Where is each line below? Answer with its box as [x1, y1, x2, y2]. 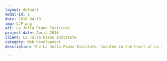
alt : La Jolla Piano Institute [5, 26, 70, 31]
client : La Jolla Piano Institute [5, 35, 77, 40]
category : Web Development [5, 40, 61, 45]
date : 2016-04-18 [5, 16, 41, 21]
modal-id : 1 [5, 12, 30, 17]
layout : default [5, 7, 39, 12]
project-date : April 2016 [5, 30, 59, 35]
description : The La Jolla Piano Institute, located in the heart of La [5, 44, 159, 49]
